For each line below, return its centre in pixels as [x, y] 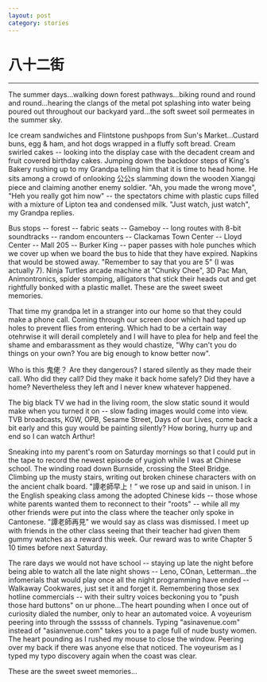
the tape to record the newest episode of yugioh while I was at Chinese [125, 460]
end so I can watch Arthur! [52, 436]
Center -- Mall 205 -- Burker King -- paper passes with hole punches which [132, 245]
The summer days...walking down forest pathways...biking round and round [132, 95]
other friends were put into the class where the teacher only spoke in [121, 513]
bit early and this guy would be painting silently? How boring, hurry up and [130, 428]
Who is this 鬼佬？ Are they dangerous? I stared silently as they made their [130, 370]
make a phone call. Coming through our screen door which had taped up [127, 320]
